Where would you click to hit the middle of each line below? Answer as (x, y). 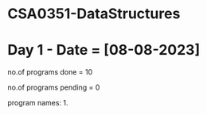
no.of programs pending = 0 (54, 87)
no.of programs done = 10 (50, 72)
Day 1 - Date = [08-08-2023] (104, 50)
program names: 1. (38, 103)
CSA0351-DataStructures (94, 14)
